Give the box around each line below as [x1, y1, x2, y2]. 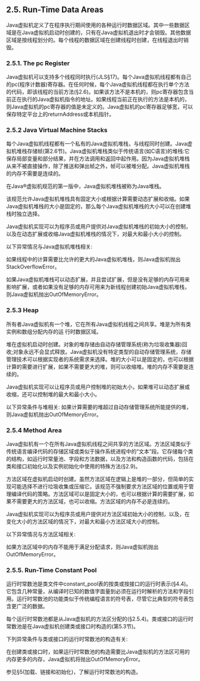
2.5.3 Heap [6, 306, 39, 315]
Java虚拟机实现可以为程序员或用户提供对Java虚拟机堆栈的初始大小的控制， [6, 223, 192, 230]
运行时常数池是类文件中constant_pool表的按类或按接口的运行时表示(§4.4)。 [6, 580, 192, 587]
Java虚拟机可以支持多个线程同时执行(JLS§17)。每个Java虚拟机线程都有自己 [6, 73, 192, 81]
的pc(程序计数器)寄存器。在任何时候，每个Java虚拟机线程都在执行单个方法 [6, 81, 190, 88]
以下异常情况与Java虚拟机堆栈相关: [6, 243, 93, 250]
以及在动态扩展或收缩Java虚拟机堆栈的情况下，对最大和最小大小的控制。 [6, 230, 185, 238]
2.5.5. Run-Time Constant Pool [6, 566, 97, 574]
